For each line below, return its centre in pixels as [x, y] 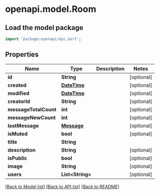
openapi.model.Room [51, 9]
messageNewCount [32, 117]
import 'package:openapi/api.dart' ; [43, 39]
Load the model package [44, 28]
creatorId [19, 101]
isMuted [18, 134]
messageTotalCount [32, 109]
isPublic [17, 158]
